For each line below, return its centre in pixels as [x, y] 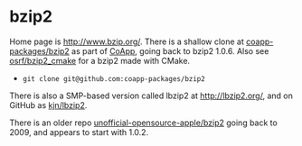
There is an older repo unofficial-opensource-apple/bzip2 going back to [143, 123]
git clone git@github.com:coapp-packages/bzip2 [113, 78]
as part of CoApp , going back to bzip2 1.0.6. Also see [170, 50]
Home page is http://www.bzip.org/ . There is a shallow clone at [127, 41]
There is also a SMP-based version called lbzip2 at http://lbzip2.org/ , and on [151, 96]
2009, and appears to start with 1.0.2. [79, 132]
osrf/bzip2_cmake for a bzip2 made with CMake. [100, 60]
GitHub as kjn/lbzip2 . [48, 105]
